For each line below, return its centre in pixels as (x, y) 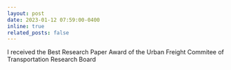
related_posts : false (38, 33)
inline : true (26, 26)
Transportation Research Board (52, 60)
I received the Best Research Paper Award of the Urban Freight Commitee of (115, 52)
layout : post (26, 13)
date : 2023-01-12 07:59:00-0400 (53, 20)
